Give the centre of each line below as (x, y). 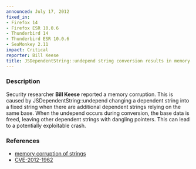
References (23, 141)
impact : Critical (27, 50)
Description (23, 81)
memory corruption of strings (50, 154)
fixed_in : (18, 17)
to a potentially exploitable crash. (46, 125)
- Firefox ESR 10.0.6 (33, 28)
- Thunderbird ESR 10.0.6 (38, 39)
